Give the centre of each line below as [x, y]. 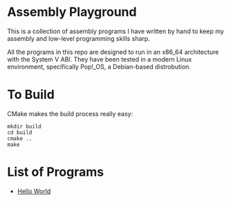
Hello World [34, 191]
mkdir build [24, 126]
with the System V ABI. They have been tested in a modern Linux [100, 59]
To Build [31, 95]
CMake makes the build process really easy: [70, 113]
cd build [20, 132]
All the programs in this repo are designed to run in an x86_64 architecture [113, 52]
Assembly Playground [72, 12]
